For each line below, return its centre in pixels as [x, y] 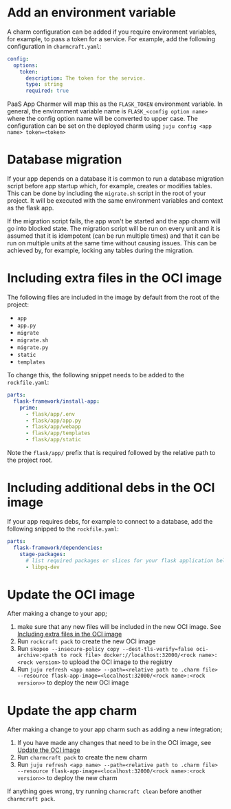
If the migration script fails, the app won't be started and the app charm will [114, 221]
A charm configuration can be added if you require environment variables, [112, 32]
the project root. [30, 460]
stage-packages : [43, 554]
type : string [44, 85]
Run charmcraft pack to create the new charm [82, 757]
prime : [29, 408]
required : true [47, 91]
